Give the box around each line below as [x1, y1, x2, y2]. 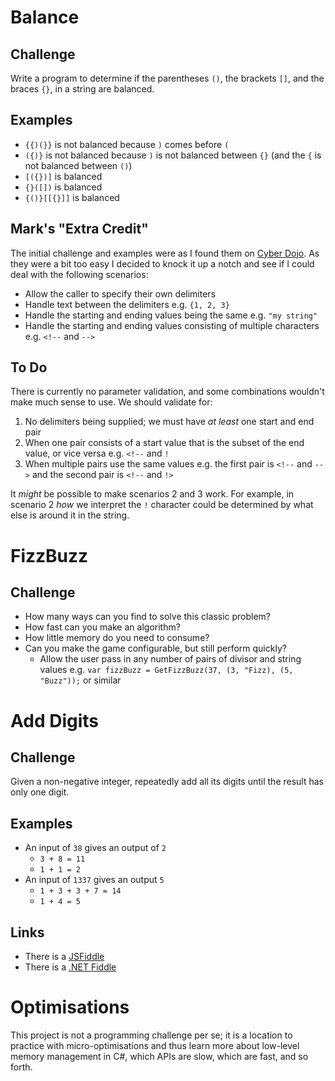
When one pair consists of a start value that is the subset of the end [24, 437, 305, 449]
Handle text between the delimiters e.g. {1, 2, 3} [24, 298, 230, 310]
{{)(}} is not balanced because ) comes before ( [24, 138, 230, 150]
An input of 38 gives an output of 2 [24, 842, 167, 854]
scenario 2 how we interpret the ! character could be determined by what [10, 499, 314, 511]
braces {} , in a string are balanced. [10, 83, 155, 95]
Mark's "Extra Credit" [10, 221, 149, 238]
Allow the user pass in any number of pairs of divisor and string [39, 653, 302, 665]
